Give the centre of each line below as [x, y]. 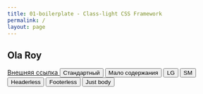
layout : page [26, 27]
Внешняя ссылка [33, 73]
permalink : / [26, 20]
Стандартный [81, 73]
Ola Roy [25, 55]
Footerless [63, 82]
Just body [98, 82]
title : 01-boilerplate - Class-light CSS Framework [85, 14]
